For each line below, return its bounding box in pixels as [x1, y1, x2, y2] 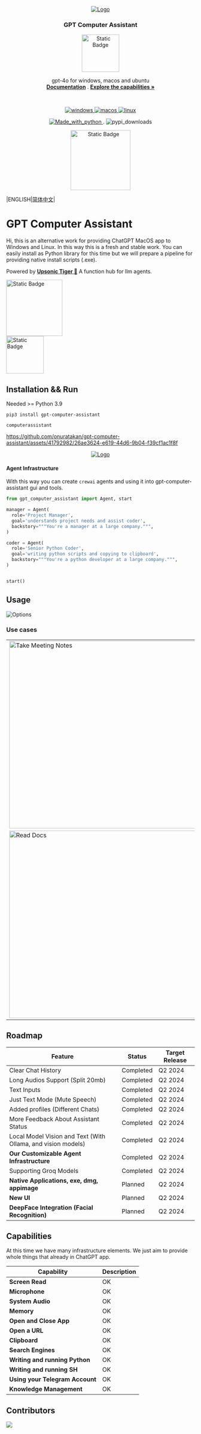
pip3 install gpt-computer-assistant [6, 412, 100, 418]
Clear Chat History [9, 1066, 62, 1074]
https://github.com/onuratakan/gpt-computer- [6, 433, 120, 440]
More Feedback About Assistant [9, 1115, 100, 1123]
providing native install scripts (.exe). [6, 256, 97, 263]
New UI [9, 1193, 31, 1202]
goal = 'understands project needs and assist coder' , [11, 518, 146, 524]
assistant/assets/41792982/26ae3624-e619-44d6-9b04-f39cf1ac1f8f [6, 439, 178, 446]
